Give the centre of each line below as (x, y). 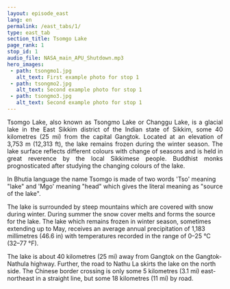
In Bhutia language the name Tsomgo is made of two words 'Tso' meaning (112, 179)
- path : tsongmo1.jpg (41, 71)
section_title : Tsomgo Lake (47, 39)
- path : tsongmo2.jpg (41, 84)
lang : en (20, 20)
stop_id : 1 (23, 52)
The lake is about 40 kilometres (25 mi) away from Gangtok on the (101, 256)
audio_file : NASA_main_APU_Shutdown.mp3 (66, 58)
